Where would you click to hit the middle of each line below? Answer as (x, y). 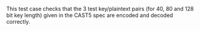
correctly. (18, 22)
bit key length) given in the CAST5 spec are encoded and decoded (90, 15)
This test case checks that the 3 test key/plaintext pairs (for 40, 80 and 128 (100, 9)
